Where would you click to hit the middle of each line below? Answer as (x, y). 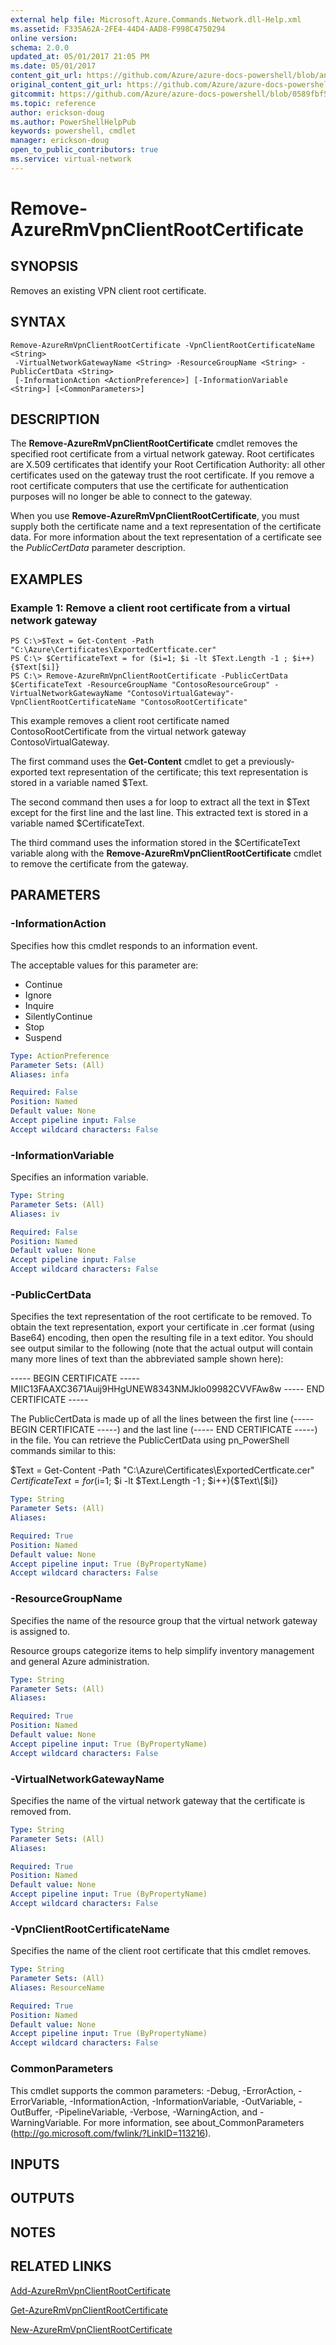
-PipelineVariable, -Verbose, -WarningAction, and (156, 2112)
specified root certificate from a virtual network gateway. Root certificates (162, 454)
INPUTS (35, 2164)
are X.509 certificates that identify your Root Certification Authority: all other (168, 465)
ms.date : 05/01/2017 (53, 66)
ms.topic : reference (53, 103)
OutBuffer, (31, 2112)
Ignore (38, 995)
